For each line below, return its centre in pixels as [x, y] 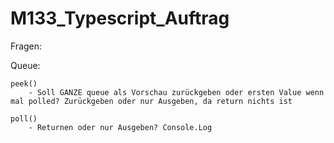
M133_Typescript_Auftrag [120, 18]
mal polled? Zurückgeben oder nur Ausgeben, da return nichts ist [151, 101]
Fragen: [26, 46]
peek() [24, 83]
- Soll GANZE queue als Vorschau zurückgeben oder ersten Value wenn [176, 92]
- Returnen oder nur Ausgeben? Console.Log [120, 127]
